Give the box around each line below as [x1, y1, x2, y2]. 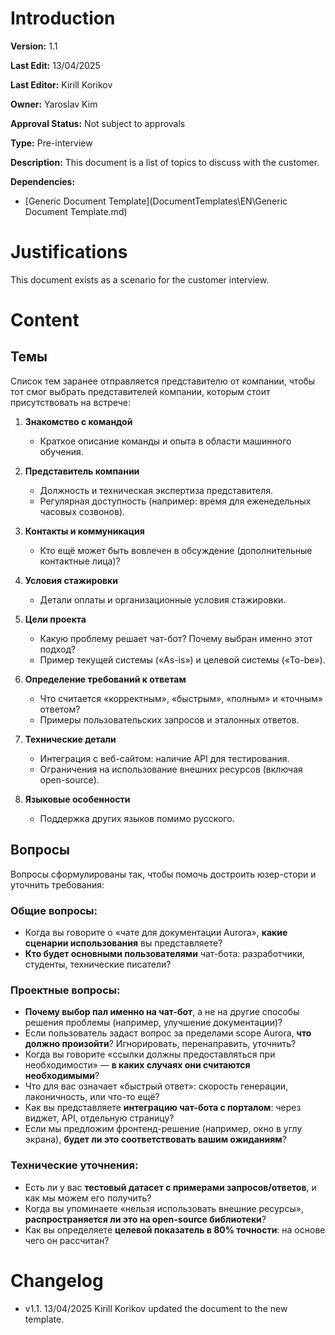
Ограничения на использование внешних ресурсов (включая [39, 763, 303, 775]
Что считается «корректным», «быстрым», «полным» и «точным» [39, 692, 323, 704]
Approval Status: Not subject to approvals [10, 117, 186, 129]
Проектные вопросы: [10, 983, 121, 997]
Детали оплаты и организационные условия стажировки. [39, 593, 287, 606]
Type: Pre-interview [10, 137, 93, 149]
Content [10, 309, 80, 332]
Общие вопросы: [10, 903, 98, 917]
